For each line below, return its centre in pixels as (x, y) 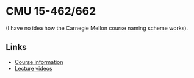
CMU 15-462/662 (51, 11)
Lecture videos (33, 68)
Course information (39, 62)
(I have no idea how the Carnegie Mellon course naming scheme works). (97, 28)
